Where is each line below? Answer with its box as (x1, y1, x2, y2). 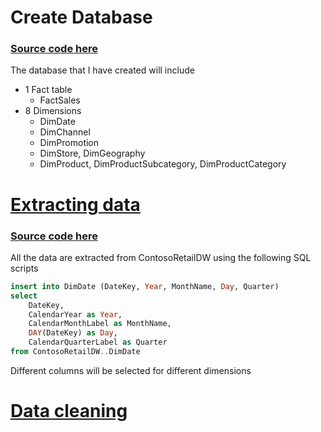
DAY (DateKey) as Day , (28, 328, 118, 338)
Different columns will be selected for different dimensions (10, 364, 252, 376)
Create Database (10, 6, 153, 29)
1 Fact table (24, 84, 73, 96)
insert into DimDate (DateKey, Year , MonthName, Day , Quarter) (10, 281, 280, 291)
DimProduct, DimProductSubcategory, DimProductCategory (39, 158, 287, 170)
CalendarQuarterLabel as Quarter (28, 337, 168, 348)
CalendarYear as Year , (28, 309, 123, 320)
